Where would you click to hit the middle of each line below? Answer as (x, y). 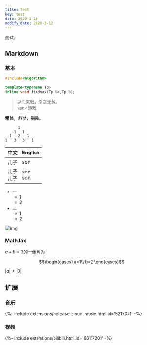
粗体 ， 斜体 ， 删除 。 (24, 118)
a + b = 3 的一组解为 (25, 252)
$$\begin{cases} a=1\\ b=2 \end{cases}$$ (82, 262)
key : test (15, 14)
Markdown (22, 53)
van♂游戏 (27, 108)
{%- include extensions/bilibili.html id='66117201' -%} (59, 338)
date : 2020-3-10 (21, 19)
